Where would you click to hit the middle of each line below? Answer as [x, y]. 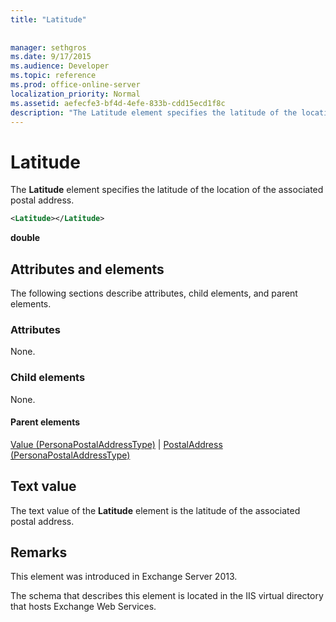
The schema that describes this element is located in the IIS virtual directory [167, 596]
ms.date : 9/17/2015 [51, 57]
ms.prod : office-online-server [75, 85]
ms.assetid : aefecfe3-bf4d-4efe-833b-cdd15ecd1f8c [118, 103]
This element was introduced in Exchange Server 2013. [124, 577]
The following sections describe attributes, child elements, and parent [154, 293]
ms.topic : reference [53, 76]
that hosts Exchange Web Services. [83, 607]
